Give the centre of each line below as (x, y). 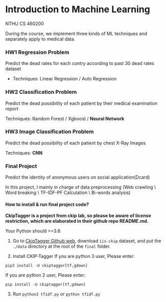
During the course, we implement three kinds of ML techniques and (76, 33)
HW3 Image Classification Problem (50, 132)
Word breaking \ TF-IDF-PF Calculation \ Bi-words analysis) (68, 192)
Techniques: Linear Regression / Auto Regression (64, 79)
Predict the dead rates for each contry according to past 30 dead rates (80, 63)
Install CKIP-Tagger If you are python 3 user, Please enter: (74, 256)
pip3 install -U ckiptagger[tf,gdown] (46, 266)
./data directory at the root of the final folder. (62, 246)
